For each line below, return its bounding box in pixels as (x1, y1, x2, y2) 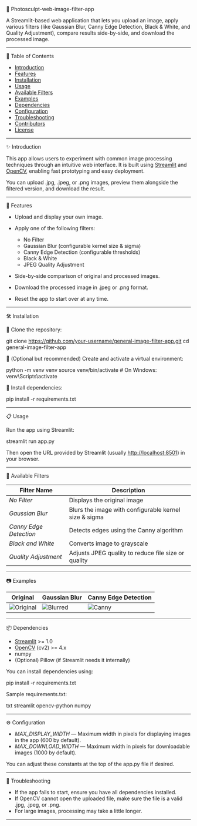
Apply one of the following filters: (14, 225, 96, 231)
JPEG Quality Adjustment (23, 261, 84, 268)
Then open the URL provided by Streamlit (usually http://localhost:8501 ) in (6, 449, 185, 456)
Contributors (14, 120, 46, 127)
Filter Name (19, 486, 53, 494)
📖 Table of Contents (6, 53, 55, 59)
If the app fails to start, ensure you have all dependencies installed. (14, 789, 177, 795)
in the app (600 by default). (14, 737, 81, 743)
